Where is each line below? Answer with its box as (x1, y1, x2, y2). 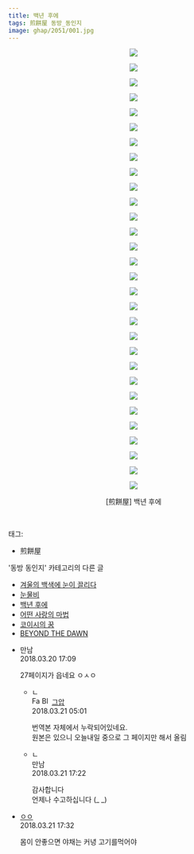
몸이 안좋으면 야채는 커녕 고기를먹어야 (19, 837, 138, 847)
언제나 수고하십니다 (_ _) (31, 795, 107, 805)
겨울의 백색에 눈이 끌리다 (19, 580, 97, 590)
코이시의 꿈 (19, 620, 55, 630)
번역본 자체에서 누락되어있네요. (31, 723, 128, 732)
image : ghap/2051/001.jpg (8, 26, 94, 34)
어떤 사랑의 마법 (19, 610, 69, 619)
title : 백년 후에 (8, 11, 60, 20)
